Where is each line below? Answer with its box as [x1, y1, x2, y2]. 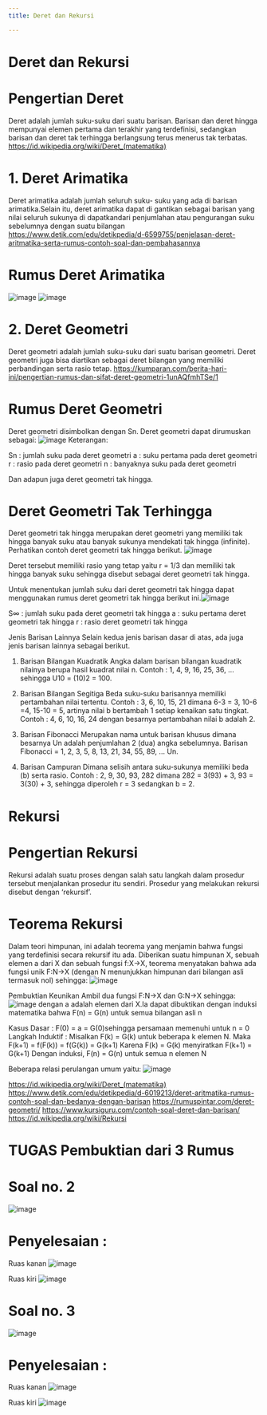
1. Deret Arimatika [8, 169, 129, 187]
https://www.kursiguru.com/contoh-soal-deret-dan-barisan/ [41, 1105, 241, 1114]
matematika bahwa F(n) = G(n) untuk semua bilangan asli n [8, 1007, 202, 1017]
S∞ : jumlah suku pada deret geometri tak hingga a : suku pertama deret [8, 609, 246, 618]
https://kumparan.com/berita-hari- [113, 364, 227, 373]
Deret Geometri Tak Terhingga [8, 502, 213, 520]
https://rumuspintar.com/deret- [152, 1096, 255, 1106]
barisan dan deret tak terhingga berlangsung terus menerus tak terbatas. [8, 132, 248, 142]
